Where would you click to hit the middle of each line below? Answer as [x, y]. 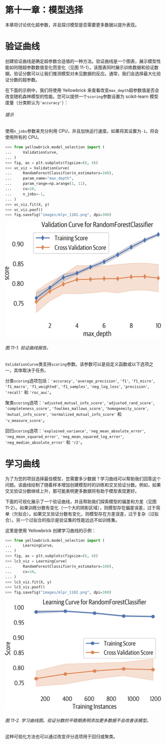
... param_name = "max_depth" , [40, 178]
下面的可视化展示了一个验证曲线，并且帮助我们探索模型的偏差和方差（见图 [81, 501]
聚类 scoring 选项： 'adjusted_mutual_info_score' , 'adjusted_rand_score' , [80, 403]
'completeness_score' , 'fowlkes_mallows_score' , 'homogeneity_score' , [77, 408]
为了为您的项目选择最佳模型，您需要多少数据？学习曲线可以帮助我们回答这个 [83, 478]
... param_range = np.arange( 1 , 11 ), [46, 184]
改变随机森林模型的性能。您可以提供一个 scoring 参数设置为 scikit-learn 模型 [82, 96]
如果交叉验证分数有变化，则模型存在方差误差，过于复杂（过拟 [96, 514]
